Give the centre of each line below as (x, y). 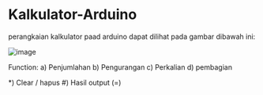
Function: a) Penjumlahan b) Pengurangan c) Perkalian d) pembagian (120, 67)
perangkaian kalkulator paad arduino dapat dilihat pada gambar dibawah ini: (132, 36)
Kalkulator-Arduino (73, 15)
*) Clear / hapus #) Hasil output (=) (65, 82)
